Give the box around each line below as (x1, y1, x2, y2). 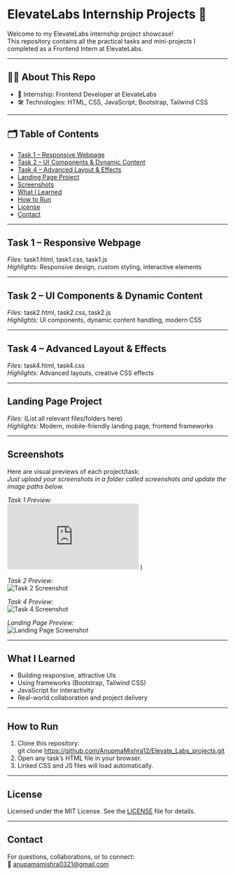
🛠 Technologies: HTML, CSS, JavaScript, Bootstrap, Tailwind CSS (17, 97, 208, 106)
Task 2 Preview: (7, 576, 54, 585)
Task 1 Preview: (7, 496, 52, 504)
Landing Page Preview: (7, 618, 74, 627)
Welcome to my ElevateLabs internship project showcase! (7, 29, 173, 38)
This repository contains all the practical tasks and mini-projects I (7, 36, 196, 45)
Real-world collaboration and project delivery (17, 693, 148, 702)
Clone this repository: (17, 739, 80, 747)
